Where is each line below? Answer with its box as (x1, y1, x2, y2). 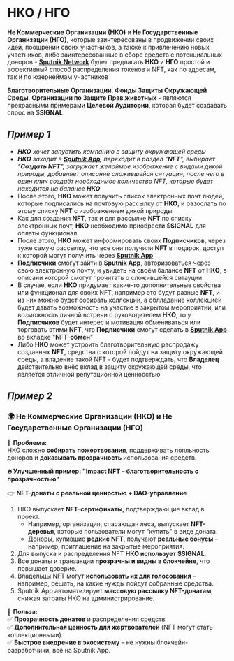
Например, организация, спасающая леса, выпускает (27, 520, 190, 528)
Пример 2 (7, 390, 52, 402)
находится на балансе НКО (17, 184, 101, 193)
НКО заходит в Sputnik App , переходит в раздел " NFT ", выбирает (17, 154, 215, 163)
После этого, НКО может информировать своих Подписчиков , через (17, 236, 226, 245)
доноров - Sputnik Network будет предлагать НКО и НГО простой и (7, 57, 210, 66)
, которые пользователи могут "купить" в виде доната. (53, 528, 218, 536)
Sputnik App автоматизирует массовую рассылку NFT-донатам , (17, 587, 213, 595)
